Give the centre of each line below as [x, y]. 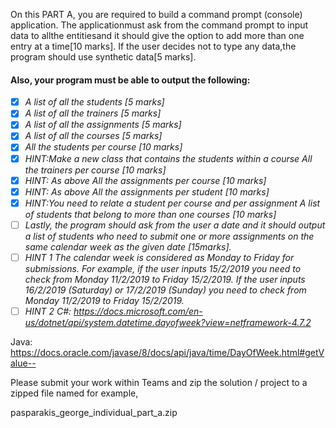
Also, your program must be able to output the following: [130, 80]
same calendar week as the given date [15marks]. [128, 246]
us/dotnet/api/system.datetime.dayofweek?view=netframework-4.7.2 [168, 322]
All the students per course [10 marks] [103, 147]
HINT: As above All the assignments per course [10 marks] [145, 180]
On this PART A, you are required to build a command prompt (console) [156, 14]
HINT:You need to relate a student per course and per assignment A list [172, 203]
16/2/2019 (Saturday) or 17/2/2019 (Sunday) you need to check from [165, 290]
